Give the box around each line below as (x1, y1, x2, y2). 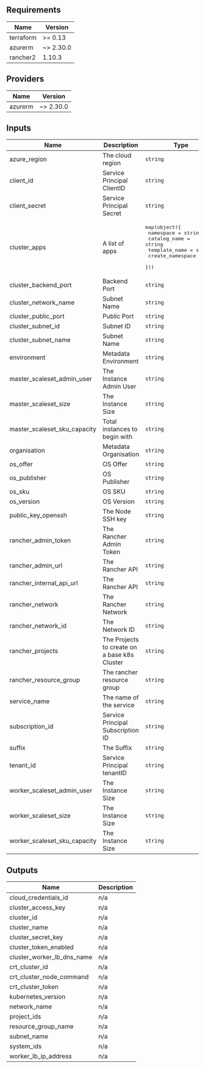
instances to (103, 425, 138, 434)
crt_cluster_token (9, 983, 59, 991)
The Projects (103, 636, 139, 644)
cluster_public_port (9, 312, 65, 321)
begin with (103, 432, 133, 441)
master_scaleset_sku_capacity (9, 425, 96, 434)
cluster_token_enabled (9, 943, 74, 952)
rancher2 (9, 53, 36, 62)
